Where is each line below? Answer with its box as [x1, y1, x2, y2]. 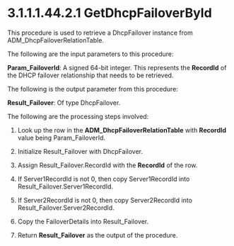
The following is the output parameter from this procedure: [7, 84, 179, 93]
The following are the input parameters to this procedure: [7, 50, 175, 58]
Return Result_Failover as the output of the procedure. [17, 230, 178, 239]
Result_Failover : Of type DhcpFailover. [7, 98, 121, 107]
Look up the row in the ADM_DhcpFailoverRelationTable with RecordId [17, 125, 226, 134]
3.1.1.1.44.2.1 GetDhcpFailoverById [7, 5, 212, 21]
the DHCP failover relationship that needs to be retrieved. [7, 71, 174, 79]
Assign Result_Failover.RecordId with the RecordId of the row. [17, 161, 198, 169]
